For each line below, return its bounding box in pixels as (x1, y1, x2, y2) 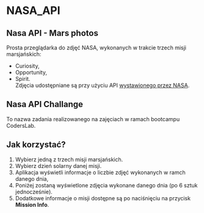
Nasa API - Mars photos (6, 28, 99, 38)
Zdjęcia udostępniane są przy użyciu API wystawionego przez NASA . (15, 82, 190, 89)
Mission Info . (15, 201, 49, 208)
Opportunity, (15, 69, 48, 76)
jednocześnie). (15, 188, 53, 195)
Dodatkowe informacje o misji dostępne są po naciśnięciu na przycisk (15, 194, 191, 201)
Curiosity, (15, 62, 40, 69)
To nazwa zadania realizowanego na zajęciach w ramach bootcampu (6, 115, 180, 122)
